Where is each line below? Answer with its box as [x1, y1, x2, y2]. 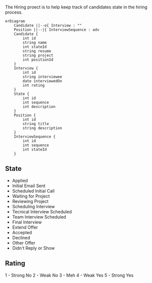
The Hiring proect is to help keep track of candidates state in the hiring [5, 4, 148, 10]
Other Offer [12, 239, 36, 246]
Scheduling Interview [12, 203, 55, 209]
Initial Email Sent [12, 183, 45, 189]
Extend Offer [12, 224, 38, 230]
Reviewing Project [12, 198, 49, 204]
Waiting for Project [12, 193, 50, 199]
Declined [12, 235, 30, 240]
